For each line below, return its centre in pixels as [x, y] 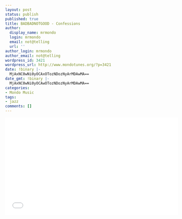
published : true [22, 19]
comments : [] [18, 106]
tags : [11, 97]
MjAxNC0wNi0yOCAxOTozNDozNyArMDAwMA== [50, 74]
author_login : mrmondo [28, 51]
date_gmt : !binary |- [27, 79]
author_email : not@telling [33, 56]
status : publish [22, 14]
